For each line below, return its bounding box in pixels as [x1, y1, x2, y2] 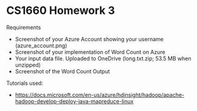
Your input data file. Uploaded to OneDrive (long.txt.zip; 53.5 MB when [15, 55, 192, 62]
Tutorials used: [6, 79, 44, 87]
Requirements [6, 24, 41, 31]
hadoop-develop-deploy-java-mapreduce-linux [15, 98, 134, 105]
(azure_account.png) [15, 42, 68, 49]
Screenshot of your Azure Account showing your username [15, 35, 164, 42]
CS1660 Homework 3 [6, 4, 115, 18]
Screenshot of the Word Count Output [15, 67, 110, 75]
